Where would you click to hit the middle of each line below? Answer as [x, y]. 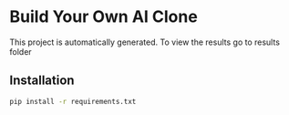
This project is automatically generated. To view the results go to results [145, 42]
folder [21, 51]
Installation [42, 81]
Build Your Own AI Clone [103, 17]
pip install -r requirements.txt [73, 101]
